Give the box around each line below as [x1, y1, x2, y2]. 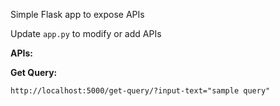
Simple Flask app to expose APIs [10, 9, 145, 20]
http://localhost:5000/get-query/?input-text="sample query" [10, 86, 271, 96]
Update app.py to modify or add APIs [10, 28, 162, 39]
